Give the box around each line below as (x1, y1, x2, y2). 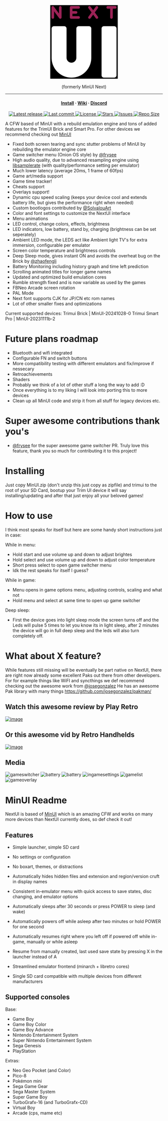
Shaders (12, 377, 30, 383)
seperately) (12, 231, 36, 237)
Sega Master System (12, 1088, 56, 1094)
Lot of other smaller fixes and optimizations (12, 301, 102, 307)
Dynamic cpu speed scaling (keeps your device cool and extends (12, 194, 147, 200)
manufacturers (12, 979, 43, 985)
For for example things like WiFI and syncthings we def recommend (5, 677, 144, 683)
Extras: (5, 1057, 20, 1063)
